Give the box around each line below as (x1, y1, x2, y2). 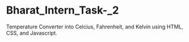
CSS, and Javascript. (6, 29, 57, 36)
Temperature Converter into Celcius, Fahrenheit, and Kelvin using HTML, (6, 23, 184, 30)
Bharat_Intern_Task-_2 (6, 4, 120, 17)
